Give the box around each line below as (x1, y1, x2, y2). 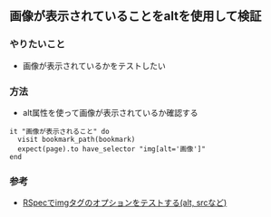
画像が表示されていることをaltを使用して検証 (9, 8, 262, 24)
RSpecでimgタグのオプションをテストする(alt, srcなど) (22, 197, 227, 208)
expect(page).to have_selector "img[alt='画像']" (17, 144, 206, 154)
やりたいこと (9, 38, 66, 51)
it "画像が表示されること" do (9, 127, 111, 136)
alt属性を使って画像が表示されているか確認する (22, 107, 198, 118)
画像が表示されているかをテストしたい (22, 60, 166, 71)
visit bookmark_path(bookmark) (17, 135, 136, 144)
